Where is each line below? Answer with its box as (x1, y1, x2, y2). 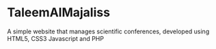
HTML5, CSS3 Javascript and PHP (7, 34, 105, 42)
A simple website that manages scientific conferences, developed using (7, 27, 210, 35)
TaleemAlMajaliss (7, 5, 111, 20)
